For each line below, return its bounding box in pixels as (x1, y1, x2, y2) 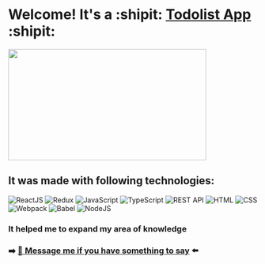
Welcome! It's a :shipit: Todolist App (8, 6, 252, 24)
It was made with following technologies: (8, 174, 215, 187)
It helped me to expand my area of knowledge (8, 223, 187, 234)
